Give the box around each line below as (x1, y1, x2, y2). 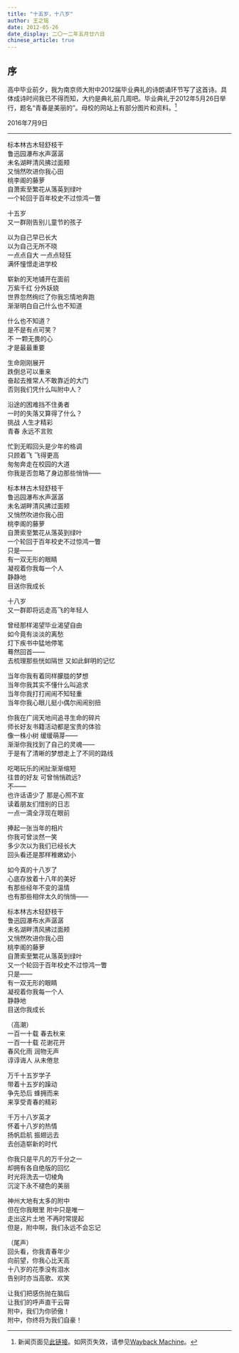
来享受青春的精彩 (7, 1097, 58, 1106)
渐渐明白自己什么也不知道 (7, 301, 83, 310)
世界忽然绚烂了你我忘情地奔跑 (7, 293, 95, 301)
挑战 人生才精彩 (7, 418, 53, 426)
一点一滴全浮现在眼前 (7, 809, 70, 817)
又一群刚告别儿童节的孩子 (7, 218, 83, 226)
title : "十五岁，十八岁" (7, 10, 73, 18)
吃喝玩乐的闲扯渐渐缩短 (7, 764, 76, 772)
